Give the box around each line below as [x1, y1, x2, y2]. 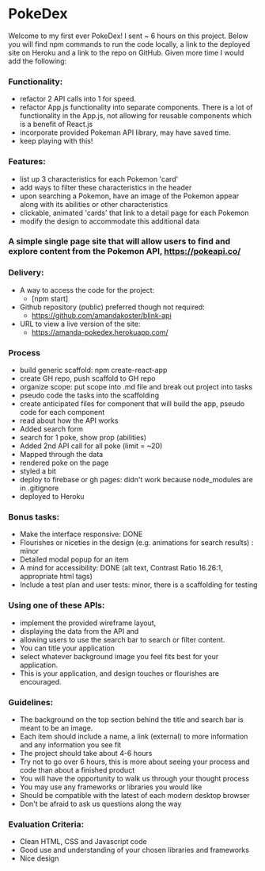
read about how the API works [19, 416, 119, 425]
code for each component [19, 408, 105, 417]
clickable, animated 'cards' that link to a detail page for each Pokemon [19, 208, 249, 217]
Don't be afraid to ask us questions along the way [19, 799, 182, 808]
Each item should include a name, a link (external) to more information [19, 731, 248, 741]
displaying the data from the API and [19, 626, 139, 635]
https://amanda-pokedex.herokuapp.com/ [31, 327, 168, 337]
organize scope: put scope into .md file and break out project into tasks [19, 382, 253, 392]
